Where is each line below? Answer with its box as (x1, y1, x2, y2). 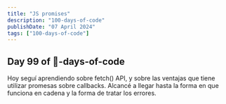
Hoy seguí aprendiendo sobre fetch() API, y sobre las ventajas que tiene (7, 74, 215, 82)
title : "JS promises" (7, 10, 71, 17)
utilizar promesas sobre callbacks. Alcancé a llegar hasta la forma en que (7, 82, 219, 90)
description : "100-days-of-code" (7, 17, 105, 24)
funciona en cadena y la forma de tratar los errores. (7, 89, 157, 98)
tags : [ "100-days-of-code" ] (7, 29, 90, 37)
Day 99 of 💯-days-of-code (7, 55, 125, 67)
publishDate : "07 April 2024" (7, 23, 96, 30)
